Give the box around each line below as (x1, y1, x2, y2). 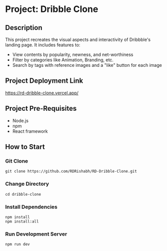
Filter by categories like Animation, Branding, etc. (12, 57, 114, 63)
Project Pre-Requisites (5, 104, 77, 113)
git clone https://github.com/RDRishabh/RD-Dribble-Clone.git (5, 169, 137, 174)
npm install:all (5, 219, 39, 224)
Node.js (12, 117, 29, 123)
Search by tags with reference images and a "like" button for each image (12, 62, 162, 68)
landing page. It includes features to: (5, 42, 81, 48)
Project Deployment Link (5, 76, 83, 85)
